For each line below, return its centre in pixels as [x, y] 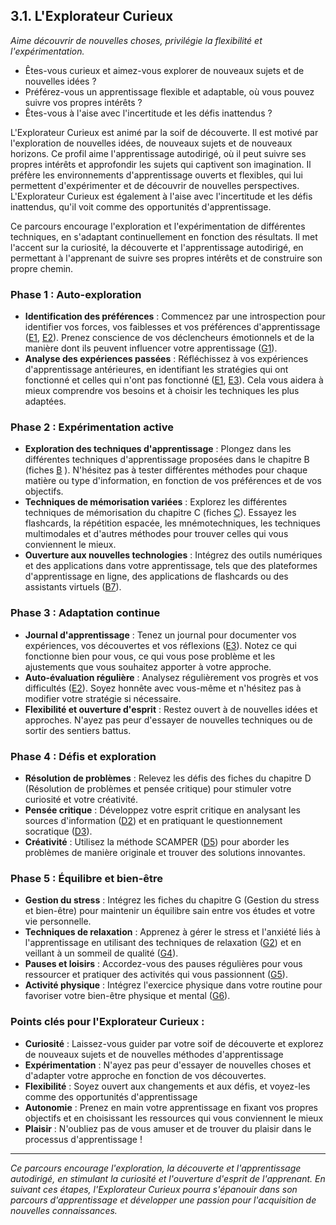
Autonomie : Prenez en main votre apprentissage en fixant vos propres [171, 1107]
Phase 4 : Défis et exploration [83, 756]
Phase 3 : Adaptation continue [85, 613]
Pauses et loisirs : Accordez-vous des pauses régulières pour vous [163, 964]
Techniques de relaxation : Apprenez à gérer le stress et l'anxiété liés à [172, 932]
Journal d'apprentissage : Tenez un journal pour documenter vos [160, 635]
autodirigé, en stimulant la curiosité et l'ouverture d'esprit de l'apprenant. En [168, 1178]
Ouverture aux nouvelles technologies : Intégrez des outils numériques [173, 555]
